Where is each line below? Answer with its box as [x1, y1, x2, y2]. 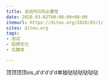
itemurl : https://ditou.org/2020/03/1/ [6, 19, 104, 25]
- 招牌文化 [6, 42, 29, 48]
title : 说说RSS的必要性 [6, 8, 59, 15]
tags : [6, 31, 19, 36]
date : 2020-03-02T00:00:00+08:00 [6, 14, 88, 20]
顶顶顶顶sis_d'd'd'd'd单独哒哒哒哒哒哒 [6, 69, 98, 76]
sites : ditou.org [6, 25, 49, 31]
